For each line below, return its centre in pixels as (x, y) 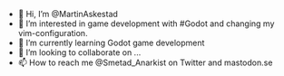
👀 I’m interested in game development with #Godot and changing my (146, 24)
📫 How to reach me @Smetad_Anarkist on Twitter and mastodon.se (145, 62)
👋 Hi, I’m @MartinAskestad (68, 14)
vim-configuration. (53, 33)
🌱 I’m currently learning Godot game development (111, 43)
